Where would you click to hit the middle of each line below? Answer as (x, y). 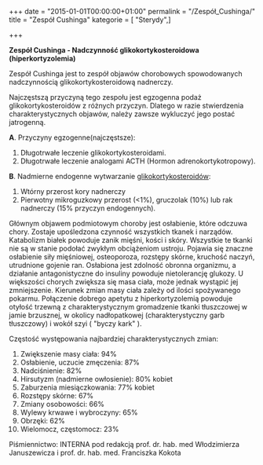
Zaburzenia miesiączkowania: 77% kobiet (88, 387)
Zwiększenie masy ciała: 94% (68, 354)
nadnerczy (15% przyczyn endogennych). (88, 208)
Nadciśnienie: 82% (51, 371)
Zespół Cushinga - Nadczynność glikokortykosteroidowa (104, 50)
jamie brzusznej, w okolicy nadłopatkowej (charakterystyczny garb (117, 315)
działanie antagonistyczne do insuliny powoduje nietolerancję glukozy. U (126, 273)
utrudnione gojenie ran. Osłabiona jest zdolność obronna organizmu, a (122, 265)
